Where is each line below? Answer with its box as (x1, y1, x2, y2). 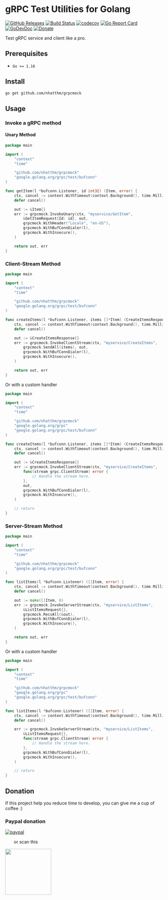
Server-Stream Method (5, 522, 63, 529)
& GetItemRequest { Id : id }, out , (23, 216, 88, 221)
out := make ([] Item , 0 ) (14, 597, 64, 603)
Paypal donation (5, 817, 46, 824)
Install (5, 77, 25, 86)
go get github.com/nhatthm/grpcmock (5, 90, 81, 95)
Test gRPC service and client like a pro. (5, 35, 86, 41)
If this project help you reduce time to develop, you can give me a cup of (5, 800, 155, 806)
